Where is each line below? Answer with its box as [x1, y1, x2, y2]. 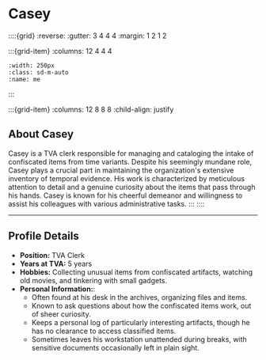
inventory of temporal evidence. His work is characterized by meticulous [8, 173, 245, 183]
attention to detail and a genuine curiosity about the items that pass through [8, 182, 256, 191]
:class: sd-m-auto [8, 68, 69, 76]
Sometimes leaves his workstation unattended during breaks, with [31, 334, 247, 344]
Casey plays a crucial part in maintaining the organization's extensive [8, 165, 234, 175]
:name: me [8, 75, 41, 83]
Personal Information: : [19, 284, 96, 294]
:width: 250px [8, 61, 55, 70]
